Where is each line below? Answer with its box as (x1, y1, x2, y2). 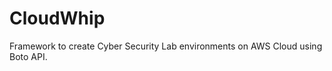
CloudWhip (9, 7, 106, 30)
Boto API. (9, 50, 48, 62)
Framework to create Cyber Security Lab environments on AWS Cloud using (9, 40, 323, 52)
